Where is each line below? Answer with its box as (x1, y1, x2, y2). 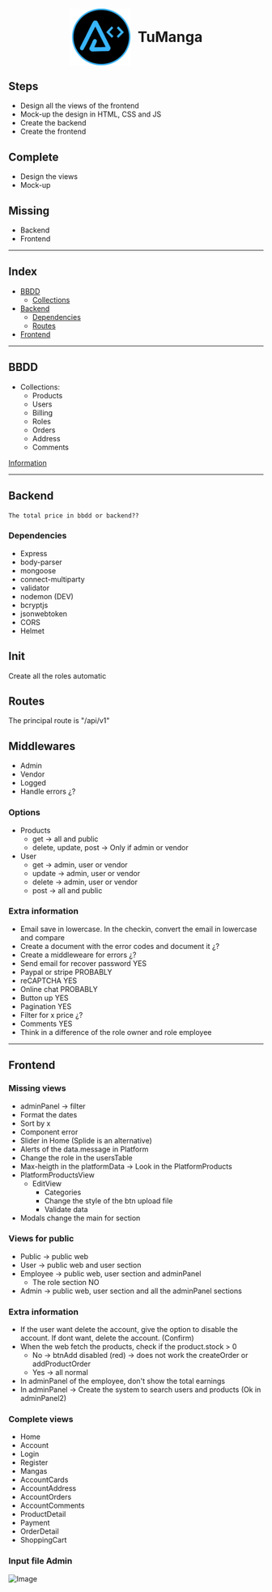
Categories (44, 1187, 82, 1197)
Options (8, 807, 40, 818)
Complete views (8, 1414, 74, 1425)
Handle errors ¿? (19, 786, 76, 797)
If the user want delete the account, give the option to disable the (19, 1325, 239, 1334)
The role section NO (32, 1277, 100, 1287)
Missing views (8, 1083, 66, 1094)
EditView (32, 1178, 62, 1188)
